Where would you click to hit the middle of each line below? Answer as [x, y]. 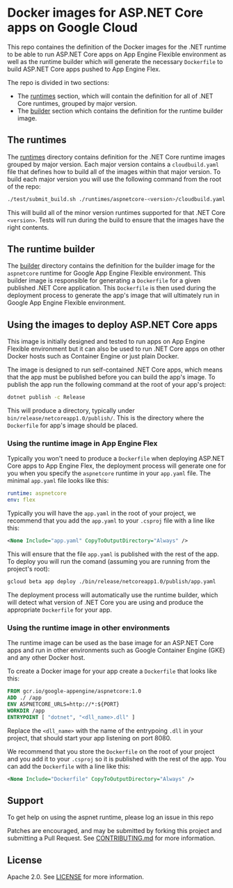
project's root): [29, 569]
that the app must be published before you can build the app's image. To [111, 377]
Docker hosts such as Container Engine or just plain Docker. [93, 356]
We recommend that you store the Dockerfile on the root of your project [111, 751]
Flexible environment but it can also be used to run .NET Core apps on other [116, 349]
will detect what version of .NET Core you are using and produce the [105, 602]
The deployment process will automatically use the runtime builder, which [113, 595]
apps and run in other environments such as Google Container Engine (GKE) [116, 650]
